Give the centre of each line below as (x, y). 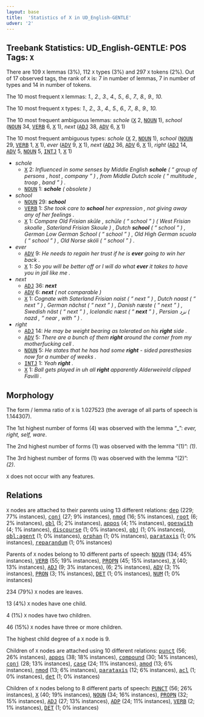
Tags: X (20, 57)
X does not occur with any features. (51, 476)
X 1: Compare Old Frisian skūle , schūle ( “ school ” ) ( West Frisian (107, 221)
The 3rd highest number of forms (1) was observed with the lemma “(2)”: (97, 458)
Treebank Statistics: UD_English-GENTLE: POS (97, 48)
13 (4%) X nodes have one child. (46, 603)
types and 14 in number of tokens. (49, 85)
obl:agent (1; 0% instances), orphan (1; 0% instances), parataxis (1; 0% (101, 536)
